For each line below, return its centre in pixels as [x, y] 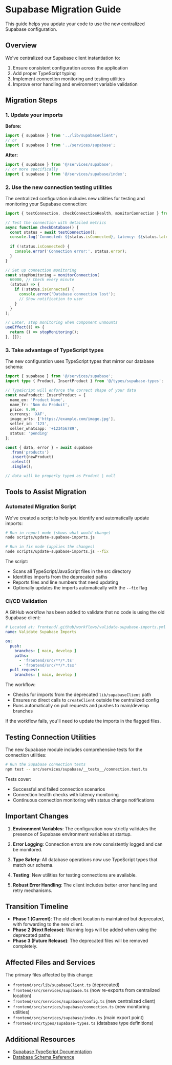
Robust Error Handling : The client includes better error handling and [85, 885]
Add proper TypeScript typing [44, 73]
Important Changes [37, 816]
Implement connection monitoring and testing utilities [69, 79]
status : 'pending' [30, 433]
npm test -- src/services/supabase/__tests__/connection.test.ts [76, 769]
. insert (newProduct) [32, 457]
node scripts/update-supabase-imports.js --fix [57, 552]
